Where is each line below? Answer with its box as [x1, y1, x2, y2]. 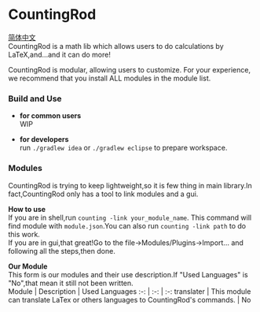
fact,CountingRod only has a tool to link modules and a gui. [8, 189, 199, 199]
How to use [8, 204, 46, 214]
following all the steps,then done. [8, 246, 115, 255]
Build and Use [8, 93, 62, 104]
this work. [8, 229, 41, 239]
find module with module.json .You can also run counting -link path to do [8, 221, 247, 230]
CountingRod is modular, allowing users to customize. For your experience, [8, 65, 251, 74]
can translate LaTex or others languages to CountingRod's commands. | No [8, 295, 251, 304]
